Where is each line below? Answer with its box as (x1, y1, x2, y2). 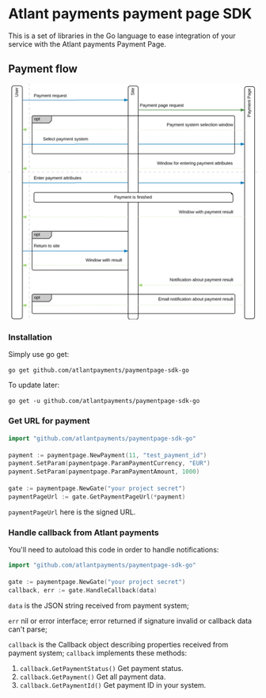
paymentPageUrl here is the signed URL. (8, 507, 136, 517)
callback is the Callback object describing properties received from (8, 639, 229, 649)
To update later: (8, 381, 60, 390)
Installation (8, 332, 53, 343)
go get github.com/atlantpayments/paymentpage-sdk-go (8, 366, 190, 374)
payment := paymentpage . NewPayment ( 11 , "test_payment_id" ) (8, 451, 207, 459)
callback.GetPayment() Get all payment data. (19, 672, 166, 681)
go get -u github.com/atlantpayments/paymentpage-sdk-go (8, 397, 200, 405)
